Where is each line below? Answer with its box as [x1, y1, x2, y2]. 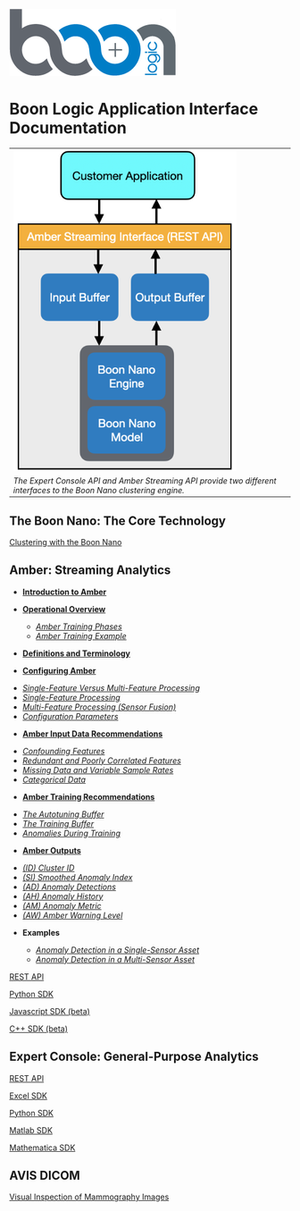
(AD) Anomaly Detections [21, 881, 116, 892]
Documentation [9, 118, 128, 139]
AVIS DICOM [9, 1168, 80, 1183]
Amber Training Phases [35, 621, 122, 632]
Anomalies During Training [21, 828, 121, 838]
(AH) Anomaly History [21, 890, 104, 902]
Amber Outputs [21, 845, 82, 855]
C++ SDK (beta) [9, 1023, 69, 1034]
